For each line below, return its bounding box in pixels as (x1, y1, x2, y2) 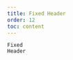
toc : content (7, 23, 45, 30)
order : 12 (7, 17, 36, 23)
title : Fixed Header (7, 10, 67, 17)
